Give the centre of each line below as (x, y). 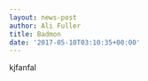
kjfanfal (23, 68)
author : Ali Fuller (45, 26)
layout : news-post (43, 17)
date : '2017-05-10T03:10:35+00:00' (75, 42)
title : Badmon (35, 34)
